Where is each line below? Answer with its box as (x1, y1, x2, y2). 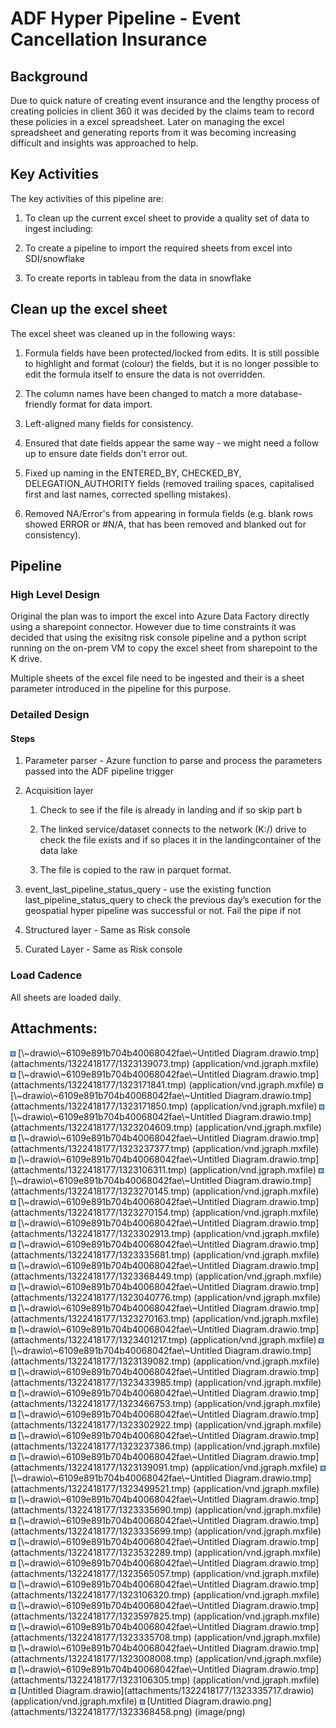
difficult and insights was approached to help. (10, 137, 199, 149)
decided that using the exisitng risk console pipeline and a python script (10, 632, 307, 644)
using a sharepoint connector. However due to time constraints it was (10, 621, 297, 633)
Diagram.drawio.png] (184, 1695, 272, 1707)
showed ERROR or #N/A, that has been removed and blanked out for (24, 518, 307, 530)
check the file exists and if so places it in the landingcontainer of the (39, 834, 322, 846)
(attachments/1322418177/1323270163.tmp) (10, 1312, 190, 1324)
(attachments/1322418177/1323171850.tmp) (10, 1100, 188, 1112)
